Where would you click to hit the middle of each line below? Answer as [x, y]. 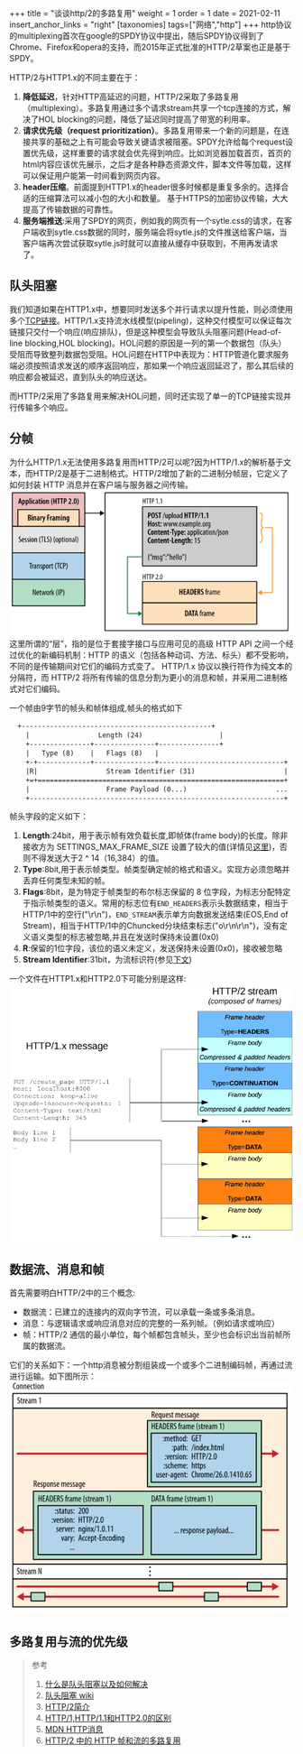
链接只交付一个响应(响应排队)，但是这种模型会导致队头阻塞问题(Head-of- [146, 331]
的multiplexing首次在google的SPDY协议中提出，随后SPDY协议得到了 [137, 36]
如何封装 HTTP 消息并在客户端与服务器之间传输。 [101, 485]
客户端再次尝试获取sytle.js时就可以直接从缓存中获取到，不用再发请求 [150, 243]
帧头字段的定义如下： [49, 816]
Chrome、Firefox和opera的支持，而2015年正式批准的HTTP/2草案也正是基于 [150, 47]
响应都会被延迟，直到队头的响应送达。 [80, 376]
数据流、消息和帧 [57, 1269]
